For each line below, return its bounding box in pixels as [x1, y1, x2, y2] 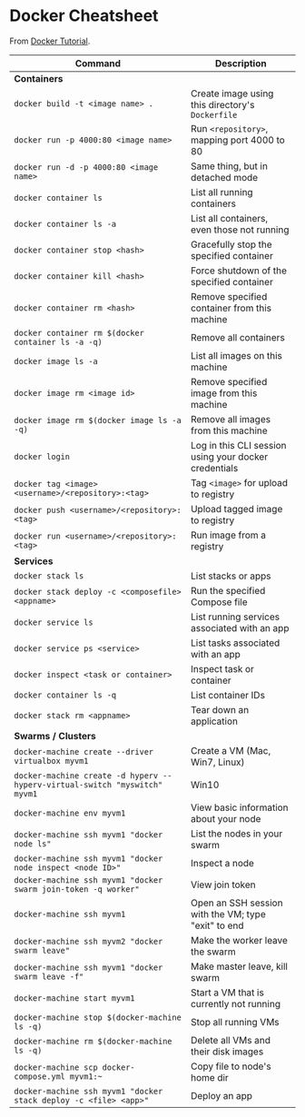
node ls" [14, 838, 52, 849]
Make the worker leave [190, 934, 289, 946]
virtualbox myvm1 [14, 756, 89, 766]
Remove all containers [190, 331, 286, 343]
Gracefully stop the [190, 238, 272, 251]
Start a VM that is [190, 986, 265, 999]
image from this [190, 387, 258, 400]
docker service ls [14, 617, 93, 628]
